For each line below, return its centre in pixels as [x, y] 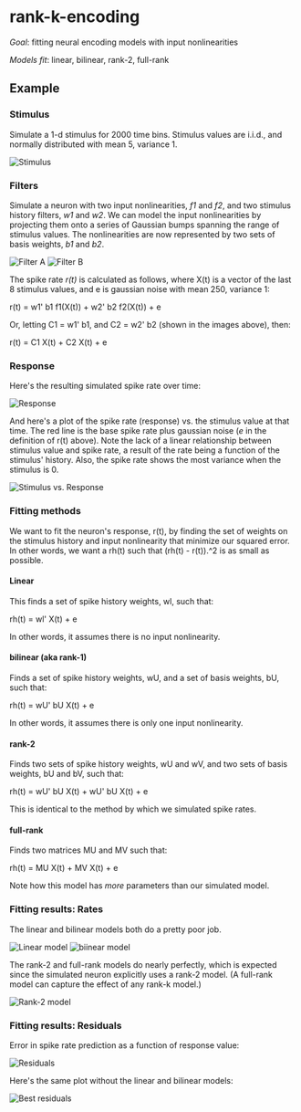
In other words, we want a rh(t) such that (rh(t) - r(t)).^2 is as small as [140, 551]
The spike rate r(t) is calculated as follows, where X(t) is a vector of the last [150, 279]
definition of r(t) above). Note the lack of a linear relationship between [140, 441]
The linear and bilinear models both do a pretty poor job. [115, 929]
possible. [26, 560]
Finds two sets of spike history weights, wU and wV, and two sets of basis [149, 764]
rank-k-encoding [75, 17]
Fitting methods [46, 511]
